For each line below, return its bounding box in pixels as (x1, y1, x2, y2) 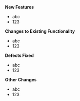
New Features (5, 4, 34, 10)
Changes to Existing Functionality (5, 28, 75, 34)
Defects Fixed (5, 52, 34, 58)
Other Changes (5, 77, 37, 82)
